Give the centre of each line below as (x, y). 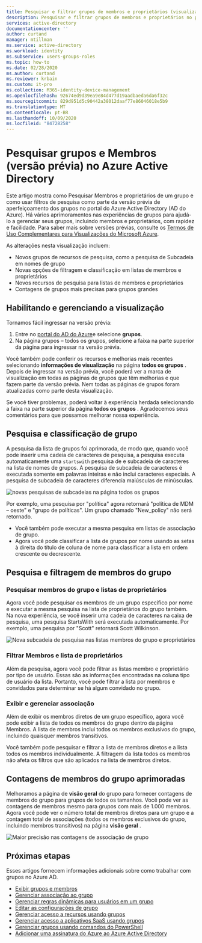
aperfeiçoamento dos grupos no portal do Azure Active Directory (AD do (96, 209)
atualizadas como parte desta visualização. (60, 390)
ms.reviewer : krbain (32, 79)
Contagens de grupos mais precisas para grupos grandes (86, 289)
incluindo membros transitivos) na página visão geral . (74, 825)
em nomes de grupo (40, 264)
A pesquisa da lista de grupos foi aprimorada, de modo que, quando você (97, 448)
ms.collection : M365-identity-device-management (68, 90)
